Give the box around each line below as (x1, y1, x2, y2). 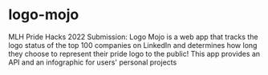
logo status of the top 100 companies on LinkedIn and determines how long (8, 40, 258, 49)
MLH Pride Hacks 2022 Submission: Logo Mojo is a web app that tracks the (8, 32, 258, 41)
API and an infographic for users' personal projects (8, 57, 177, 67)
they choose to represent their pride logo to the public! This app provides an (8, 49, 261, 58)
